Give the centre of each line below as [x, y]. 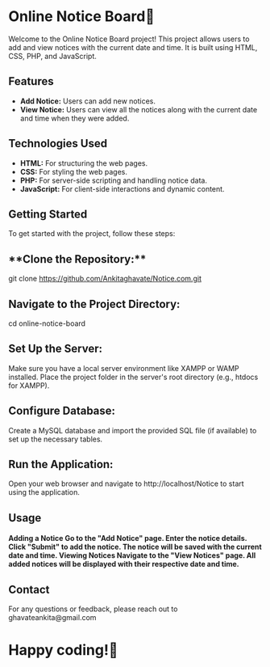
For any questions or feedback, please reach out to [93, 609]
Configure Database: [62, 411]
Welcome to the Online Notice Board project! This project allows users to [129, 39]
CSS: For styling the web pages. [73, 171]
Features [31, 81]
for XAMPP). [29, 385]
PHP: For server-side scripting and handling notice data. [114, 180]
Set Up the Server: [56, 349]
